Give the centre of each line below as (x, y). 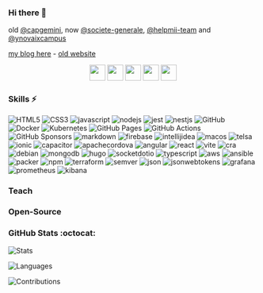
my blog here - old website (52, 54)
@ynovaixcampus (37, 38)
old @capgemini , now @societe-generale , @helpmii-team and (110, 30)
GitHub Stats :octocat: (52, 233)
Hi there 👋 (28, 13)
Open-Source (35, 212)
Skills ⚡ (23, 99)
